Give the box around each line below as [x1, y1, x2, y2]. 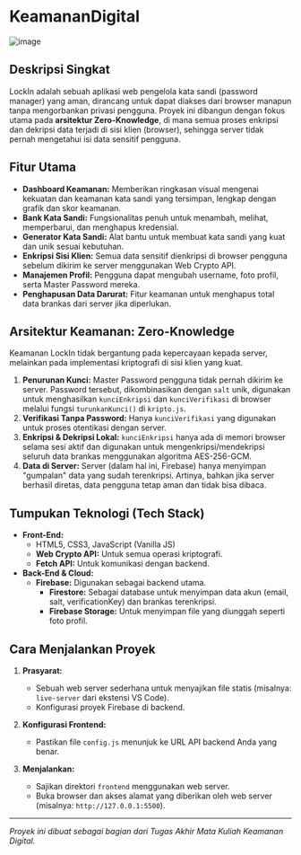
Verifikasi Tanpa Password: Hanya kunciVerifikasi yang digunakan [21, 413, 276, 424]
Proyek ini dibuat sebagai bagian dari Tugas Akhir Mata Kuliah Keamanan [9, 826, 284, 836]
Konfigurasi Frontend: [21, 719, 107, 729]
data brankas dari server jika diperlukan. [21, 298, 172, 309]
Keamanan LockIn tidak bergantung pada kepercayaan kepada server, [9, 348, 269, 358]
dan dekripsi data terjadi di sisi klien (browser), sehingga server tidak [9, 124, 264, 135]
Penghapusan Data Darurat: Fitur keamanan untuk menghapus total [21, 288, 275, 299]
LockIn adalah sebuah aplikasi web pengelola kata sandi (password [9, 85, 258, 96]
